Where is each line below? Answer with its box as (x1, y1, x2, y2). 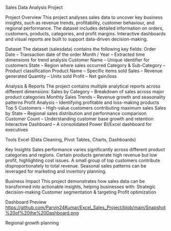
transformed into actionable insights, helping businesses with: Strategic (5, 184, 156, 190)
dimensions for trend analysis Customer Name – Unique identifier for (5, 57, 150, 63)
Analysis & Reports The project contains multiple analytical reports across (5, 83, 161, 89)
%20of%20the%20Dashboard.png (5, 210, 79, 216)
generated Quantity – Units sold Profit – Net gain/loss (5, 73, 117, 79)
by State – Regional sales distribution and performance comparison (5, 110, 147, 116)
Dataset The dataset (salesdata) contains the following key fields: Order (5, 46, 156, 52)
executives (5, 127, 28, 133)
